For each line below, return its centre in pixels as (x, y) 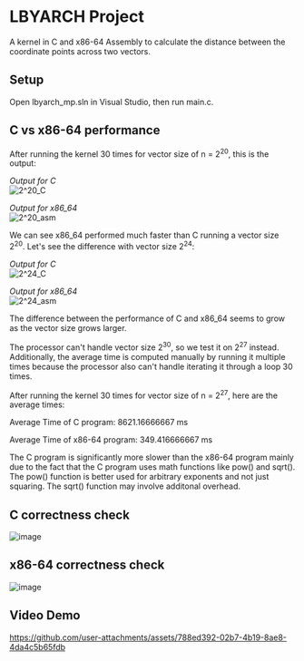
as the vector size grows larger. (68, 327)
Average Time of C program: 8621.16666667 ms (99, 423)
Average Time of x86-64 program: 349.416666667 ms (111, 440)
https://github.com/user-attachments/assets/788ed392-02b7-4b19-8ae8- (148, 637)
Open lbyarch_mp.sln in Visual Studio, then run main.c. (112, 102)
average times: (37, 404)
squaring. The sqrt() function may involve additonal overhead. (125, 486)
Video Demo (45, 615)
